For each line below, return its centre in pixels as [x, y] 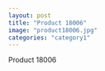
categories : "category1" [49, 37]
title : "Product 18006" [48, 23]
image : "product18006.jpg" [53, 30]
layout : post [30, 15]
